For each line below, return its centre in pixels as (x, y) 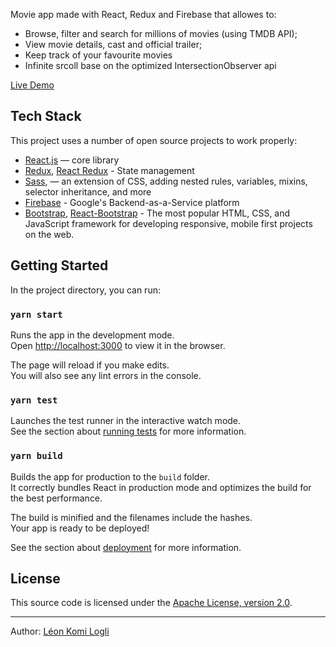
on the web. (49, 234)
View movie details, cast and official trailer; (113, 44)
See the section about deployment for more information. (126, 547)
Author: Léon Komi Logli (60, 631)
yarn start (36, 314)
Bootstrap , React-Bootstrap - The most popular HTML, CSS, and (157, 213)
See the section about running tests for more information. (128, 431)
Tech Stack (46, 116)
